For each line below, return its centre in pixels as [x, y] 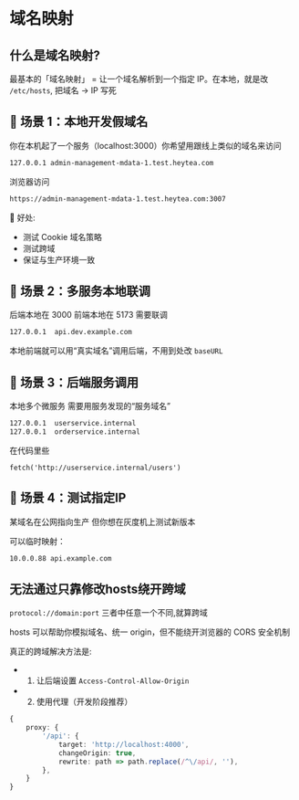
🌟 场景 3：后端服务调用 [74, 382]
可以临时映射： [37, 541]
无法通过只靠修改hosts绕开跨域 [98, 589]
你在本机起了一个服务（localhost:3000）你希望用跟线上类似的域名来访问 [145, 145]
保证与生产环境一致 [59, 259]
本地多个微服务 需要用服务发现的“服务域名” [90, 406]
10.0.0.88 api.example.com [61, 558]
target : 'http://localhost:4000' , [124, 744]
